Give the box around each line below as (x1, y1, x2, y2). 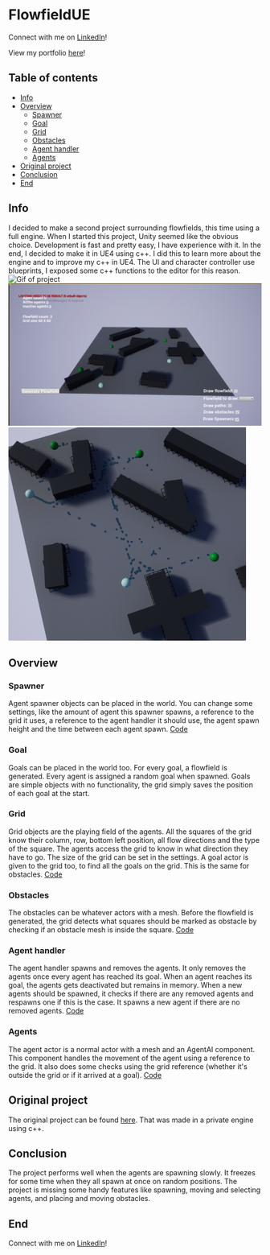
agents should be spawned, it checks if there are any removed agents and (8, 989, 254, 999)
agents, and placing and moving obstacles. (8, 1194, 151, 1203)
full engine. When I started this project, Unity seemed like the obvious (8, 231, 239, 241)
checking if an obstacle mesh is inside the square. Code (8, 925, 194, 935)
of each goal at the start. (8, 788, 90, 798)
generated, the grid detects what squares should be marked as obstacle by (8, 916, 257, 927)
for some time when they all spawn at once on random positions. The (8, 1177, 238, 1187)
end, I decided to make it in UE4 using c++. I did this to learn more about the (8, 248, 261, 258)
